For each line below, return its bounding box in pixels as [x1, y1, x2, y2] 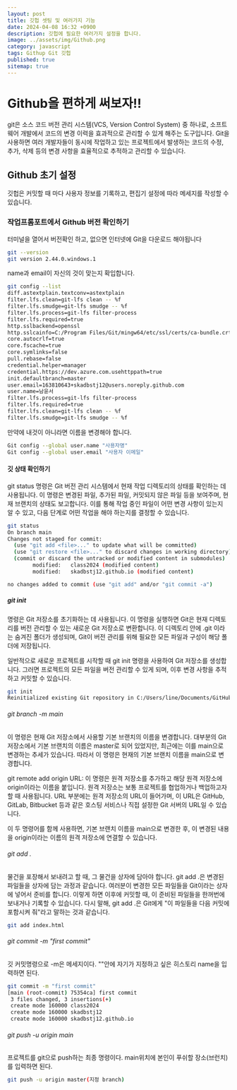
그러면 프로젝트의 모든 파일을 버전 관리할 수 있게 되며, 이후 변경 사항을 [22, 665, 214, 674]
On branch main [7, 528, 52, 536]
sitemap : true [7, 63, 49, 70]
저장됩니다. [20, 641, 51, 650]
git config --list [7, 283, 61, 290]
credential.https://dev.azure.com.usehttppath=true [7, 368, 162, 375]
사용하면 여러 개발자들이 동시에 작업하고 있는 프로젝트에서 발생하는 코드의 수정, [7, 138, 224, 146]
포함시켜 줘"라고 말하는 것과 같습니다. [7, 907, 111, 916]
